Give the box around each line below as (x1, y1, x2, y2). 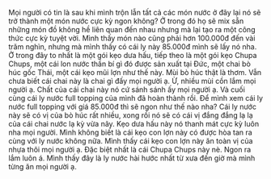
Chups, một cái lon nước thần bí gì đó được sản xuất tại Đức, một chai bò (8, 59, 251, 69)
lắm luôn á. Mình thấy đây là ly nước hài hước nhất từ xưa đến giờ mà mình (8, 153, 256, 163)
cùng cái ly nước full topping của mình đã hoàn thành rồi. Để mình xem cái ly (8, 94, 264, 102)
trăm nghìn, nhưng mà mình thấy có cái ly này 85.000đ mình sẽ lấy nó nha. (8, 42, 257, 52)
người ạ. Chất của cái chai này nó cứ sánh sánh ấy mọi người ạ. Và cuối (8, 85, 245, 94)
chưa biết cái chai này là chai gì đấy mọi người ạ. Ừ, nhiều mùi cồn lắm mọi (8, 77, 256, 85)
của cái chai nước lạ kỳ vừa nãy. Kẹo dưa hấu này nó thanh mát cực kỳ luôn (8, 119, 260, 128)
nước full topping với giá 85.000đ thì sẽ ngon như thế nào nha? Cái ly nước (8, 102, 257, 111)
